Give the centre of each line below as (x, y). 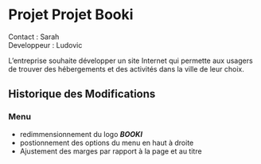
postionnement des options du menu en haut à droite (107, 143)
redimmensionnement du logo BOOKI (81, 134)
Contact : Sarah (34, 37)
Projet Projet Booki (71, 15)
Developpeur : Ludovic (45, 45)
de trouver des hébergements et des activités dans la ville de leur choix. (126, 68)
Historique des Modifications (82, 94)
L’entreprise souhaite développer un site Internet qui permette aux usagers (130, 61)
